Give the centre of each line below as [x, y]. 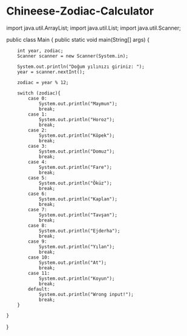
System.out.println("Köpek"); [77, 135]
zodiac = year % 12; [43, 82]
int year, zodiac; [40, 51]
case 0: [38, 98]
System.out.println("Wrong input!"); [86, 294]
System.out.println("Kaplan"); [78, 199]
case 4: [38, 162]
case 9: [38, 241]
